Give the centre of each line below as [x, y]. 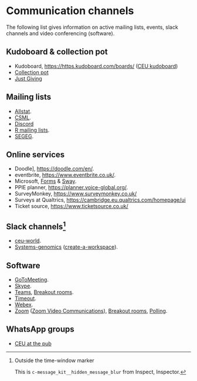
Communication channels [70, 11]
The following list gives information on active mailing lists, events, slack [92, 27]
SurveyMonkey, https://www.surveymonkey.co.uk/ [76, 194]
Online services [35, 154]
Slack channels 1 [36, 225]
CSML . [23, 117]
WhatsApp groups [40, 330]
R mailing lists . [32, 130]
